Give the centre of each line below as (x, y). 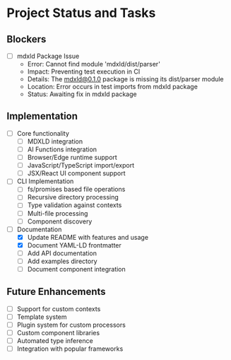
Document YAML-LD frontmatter (74, 245)
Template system (42, 317)
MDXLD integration (55, 141)
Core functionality (43, 133)
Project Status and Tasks (81, 13)
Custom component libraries (58, 333)
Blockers (26, 39)
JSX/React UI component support (76, 173)
